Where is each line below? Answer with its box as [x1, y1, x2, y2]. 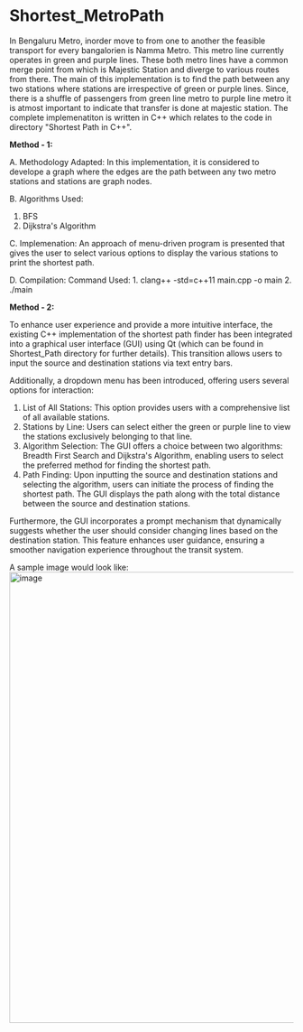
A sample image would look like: [9, 562, 129, 572]
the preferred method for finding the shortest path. [22, 460, 212, 470]
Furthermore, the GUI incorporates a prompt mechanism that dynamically [9, 516, 282, 526]
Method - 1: [9, 139, 53, 150]
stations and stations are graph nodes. [9, 175, 152, 186]
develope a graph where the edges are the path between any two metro [9, 166, 277, 177]
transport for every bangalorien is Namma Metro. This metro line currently [9, 44, 284, 55]
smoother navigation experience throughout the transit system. [9, 544, 243, 555]
